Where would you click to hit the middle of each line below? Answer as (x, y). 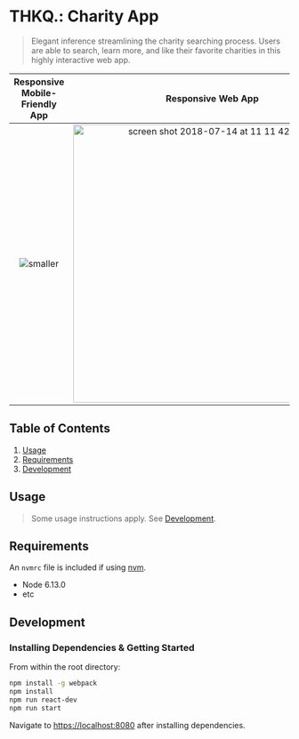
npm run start (36, 708)
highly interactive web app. (81, 60)
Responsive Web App (213, 98)
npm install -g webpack (53, 683)
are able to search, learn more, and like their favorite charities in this (156, 50)
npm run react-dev (43, 700)
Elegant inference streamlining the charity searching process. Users (155, 41)
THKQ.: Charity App (84, 16)
